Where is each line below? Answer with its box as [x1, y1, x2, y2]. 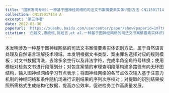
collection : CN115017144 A [5, 12, 62, 17]
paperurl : [5, 26, 26, 31]
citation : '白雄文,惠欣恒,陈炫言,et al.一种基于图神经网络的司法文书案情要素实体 [5, 30, 159, 35]
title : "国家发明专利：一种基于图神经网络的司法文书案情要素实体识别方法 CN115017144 [5, 7, 166, 12]
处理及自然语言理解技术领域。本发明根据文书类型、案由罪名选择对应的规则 [5, 51, 159, 57]
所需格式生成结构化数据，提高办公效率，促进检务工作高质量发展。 [9, 82, 146, 88]
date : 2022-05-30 [5, 21, 42, 26]
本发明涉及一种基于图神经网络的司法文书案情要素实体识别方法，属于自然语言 [5, 45, 164, 50]
